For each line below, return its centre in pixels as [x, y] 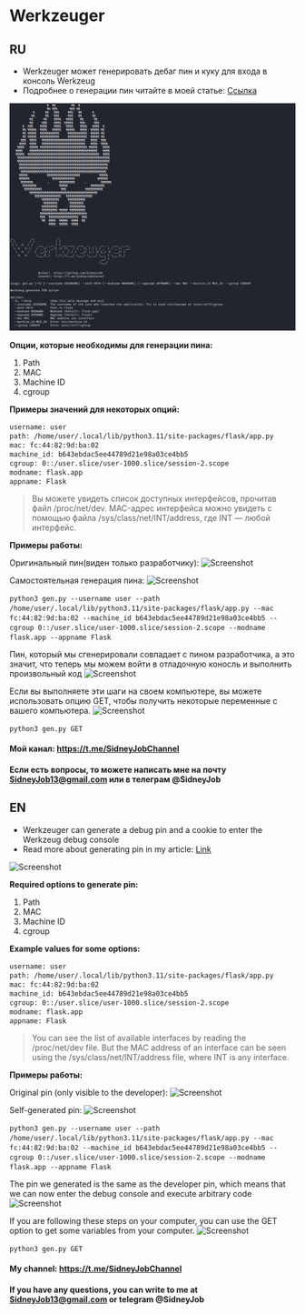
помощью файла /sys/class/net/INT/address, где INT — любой [151, 517]
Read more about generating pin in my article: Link [117, 849]
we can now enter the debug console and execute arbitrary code [131, 1193]
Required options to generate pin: [74, 884]
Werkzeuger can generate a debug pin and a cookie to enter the [143, 829]
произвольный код [46, 673]
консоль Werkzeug [59, 81]
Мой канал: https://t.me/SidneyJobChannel [94, 749]
